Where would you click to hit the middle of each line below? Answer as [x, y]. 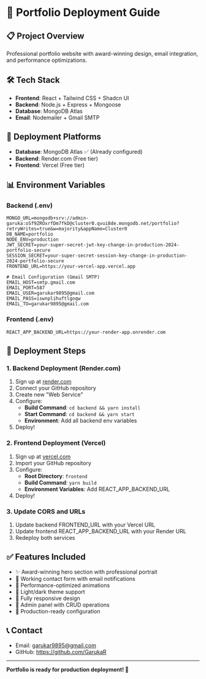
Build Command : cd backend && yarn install [82, 408]
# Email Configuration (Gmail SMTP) [53, 277]
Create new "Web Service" [49, 395]
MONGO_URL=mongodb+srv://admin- [48, 218]
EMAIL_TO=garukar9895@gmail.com [48, 304]
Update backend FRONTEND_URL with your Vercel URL [85, 525]
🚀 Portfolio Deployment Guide [83, 13]
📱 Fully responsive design [48, 598]
